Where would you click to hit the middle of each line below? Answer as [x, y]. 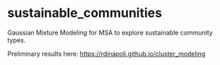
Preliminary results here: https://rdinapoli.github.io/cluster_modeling [106, 54]
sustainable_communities [85, 13]
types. [17, 40]
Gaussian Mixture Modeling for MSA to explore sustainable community [110, 32]
